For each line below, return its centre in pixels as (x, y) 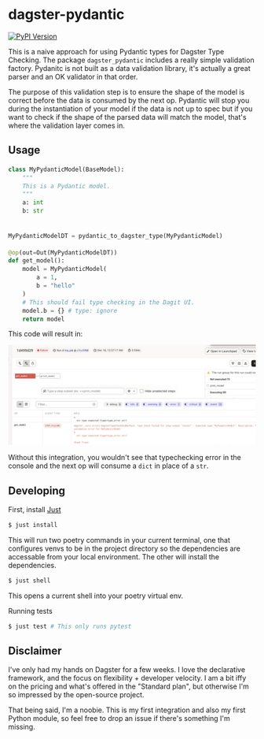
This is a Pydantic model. (66, 186)
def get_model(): (37, 261)
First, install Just (35, 509)
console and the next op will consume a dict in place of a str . (109, 466)
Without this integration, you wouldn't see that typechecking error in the (125, 458)
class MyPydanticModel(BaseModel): (66, 169)
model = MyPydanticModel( (65, 269)
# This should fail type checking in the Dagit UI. (108, 302)
